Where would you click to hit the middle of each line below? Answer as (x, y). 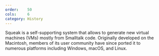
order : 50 (19, 10)
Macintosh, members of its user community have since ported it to (73, 43)
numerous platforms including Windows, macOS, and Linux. (66, 48)
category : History (24, 19)
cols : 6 (17, 14)
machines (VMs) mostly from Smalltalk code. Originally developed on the (79, 38)
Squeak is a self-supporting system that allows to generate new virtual (77, 33)
